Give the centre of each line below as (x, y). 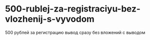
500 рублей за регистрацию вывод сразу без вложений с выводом (75, 32)
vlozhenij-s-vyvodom (50, 19)
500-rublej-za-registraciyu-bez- (73, 9)
